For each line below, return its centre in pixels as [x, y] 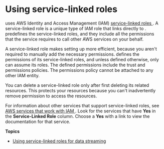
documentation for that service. [38, 121]
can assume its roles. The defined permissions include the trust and [75, 65]
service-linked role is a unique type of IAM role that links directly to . [76, 28]
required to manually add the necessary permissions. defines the [72, 54]
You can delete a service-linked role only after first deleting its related [77, 85]
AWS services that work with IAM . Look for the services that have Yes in [80, 111]
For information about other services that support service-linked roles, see [82, 105]
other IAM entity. [23, 75]
